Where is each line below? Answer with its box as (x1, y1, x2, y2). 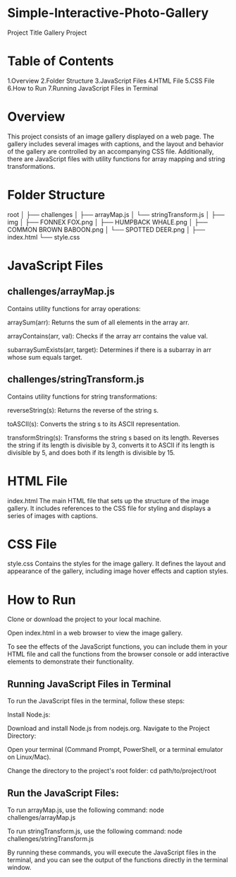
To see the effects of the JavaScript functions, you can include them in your (7, 642, 228, 651)
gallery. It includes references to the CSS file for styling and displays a (7, 504, 211, 512)
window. (7, 864, 32, 871)
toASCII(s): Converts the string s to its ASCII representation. (7, 419, 181, 428)
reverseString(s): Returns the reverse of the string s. (7, 406, 159, 414)
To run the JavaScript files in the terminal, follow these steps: (7, 697, 185, 705)
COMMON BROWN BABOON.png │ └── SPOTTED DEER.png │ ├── (7, 225, 206, 234)
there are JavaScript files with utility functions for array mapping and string (7, 154, 225, 163)
